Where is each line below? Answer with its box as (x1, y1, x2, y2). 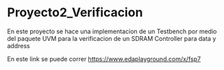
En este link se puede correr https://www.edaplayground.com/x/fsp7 (7, 54, 201, 63)
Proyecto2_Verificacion (7, 5, 143, 20)
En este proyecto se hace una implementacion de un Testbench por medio (7, 27, 217, 35)
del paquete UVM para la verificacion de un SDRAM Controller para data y (7, 34, 216, 42)
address (7, 41, 30, 50)
